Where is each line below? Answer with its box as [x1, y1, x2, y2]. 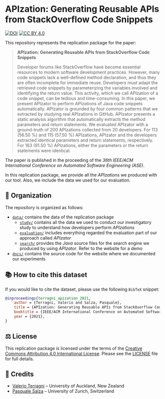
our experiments [12, 256, 46, 262]
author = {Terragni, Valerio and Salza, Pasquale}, [14, 300, 122, 306]
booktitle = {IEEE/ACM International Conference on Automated [14, 309, 144, 314]
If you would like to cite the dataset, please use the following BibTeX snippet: [5, 286, 160, 292]
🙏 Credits [5, 370, 34, 378]
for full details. [5, 356, 34, 362]
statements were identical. [17, 148, 71, 153]
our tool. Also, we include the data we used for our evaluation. [5, 177, 131, 183]
